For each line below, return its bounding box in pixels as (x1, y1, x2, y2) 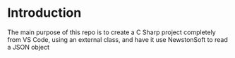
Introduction (7, 5, 82, 21)
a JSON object (7, 43, 50, 51)
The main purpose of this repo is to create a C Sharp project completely (7, 28, 217, 36)
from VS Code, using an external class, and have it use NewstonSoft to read (7, 35, 228, 43)
